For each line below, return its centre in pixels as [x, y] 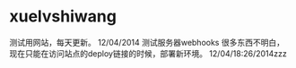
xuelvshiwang [63, 17]
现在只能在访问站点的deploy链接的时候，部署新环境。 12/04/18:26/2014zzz [148, 53]
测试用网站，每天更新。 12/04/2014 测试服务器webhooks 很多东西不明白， [147, 42]
